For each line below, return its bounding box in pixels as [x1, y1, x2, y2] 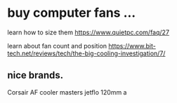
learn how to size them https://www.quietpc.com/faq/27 [7, 28, 170, 36]
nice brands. [7, 69, 64, 81]
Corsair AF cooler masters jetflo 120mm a [7, 88, 127, 96]
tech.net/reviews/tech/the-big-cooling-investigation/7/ [7, 49, 166, 57]
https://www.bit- [108, 41, 156, 50]
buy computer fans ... [7, 5, 136, 21]
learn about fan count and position [7, 41, 107, 50]
